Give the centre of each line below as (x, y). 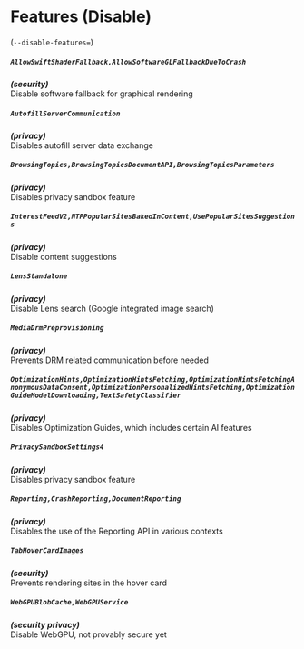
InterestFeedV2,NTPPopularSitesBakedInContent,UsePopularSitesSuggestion (153, 217)
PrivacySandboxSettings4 (57, 447)
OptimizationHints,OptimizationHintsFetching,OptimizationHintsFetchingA (153, 380)
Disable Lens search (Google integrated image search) (112, 308)
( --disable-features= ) (52, 42)
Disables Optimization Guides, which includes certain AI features (131, 427)
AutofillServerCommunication (65, 114)
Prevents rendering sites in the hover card (88, 583)
